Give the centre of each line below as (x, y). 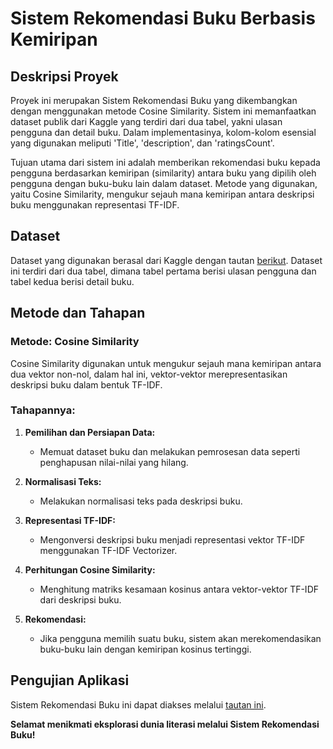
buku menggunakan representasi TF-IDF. (95, 205)
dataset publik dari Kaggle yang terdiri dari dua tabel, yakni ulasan (146, 121)
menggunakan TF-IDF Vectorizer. (108, 550)
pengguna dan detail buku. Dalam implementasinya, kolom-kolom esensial (163, 132)
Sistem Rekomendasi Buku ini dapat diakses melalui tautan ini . (138, 704)
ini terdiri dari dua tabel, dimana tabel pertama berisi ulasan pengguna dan (163, 271)
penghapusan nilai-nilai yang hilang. (114, 462)
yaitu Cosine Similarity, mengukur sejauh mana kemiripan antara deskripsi (162, 194)
